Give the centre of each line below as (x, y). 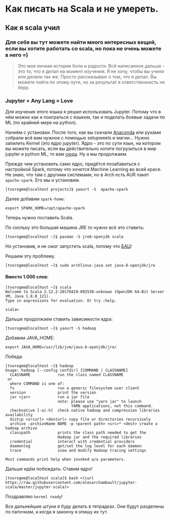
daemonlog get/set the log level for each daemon (76, 446)
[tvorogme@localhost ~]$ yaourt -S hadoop (51, 329)
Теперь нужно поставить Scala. (39, 218)
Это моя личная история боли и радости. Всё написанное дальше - (91, 66)
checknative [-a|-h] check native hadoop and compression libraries (85, 411)
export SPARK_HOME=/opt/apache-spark (45, 208)
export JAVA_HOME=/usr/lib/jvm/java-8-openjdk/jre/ (61, 347)
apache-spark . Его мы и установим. (43, 180)
